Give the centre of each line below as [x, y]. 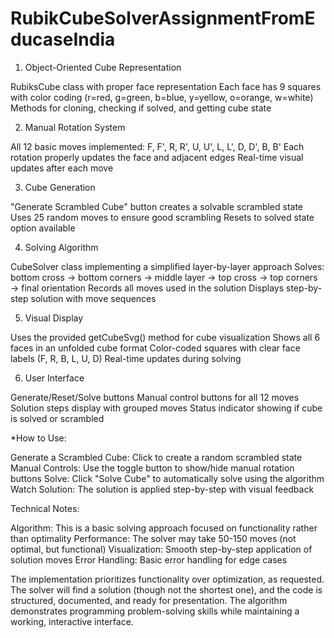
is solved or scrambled [57, 418]
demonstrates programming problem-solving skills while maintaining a [155, 611]
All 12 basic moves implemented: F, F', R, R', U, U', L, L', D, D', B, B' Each [157, 146]
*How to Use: [38, 438]
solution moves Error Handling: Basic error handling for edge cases [149, 559]
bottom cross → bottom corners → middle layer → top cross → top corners [164, 277]
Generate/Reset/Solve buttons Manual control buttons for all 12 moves [155, 397]
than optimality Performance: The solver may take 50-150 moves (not [153, 538]
